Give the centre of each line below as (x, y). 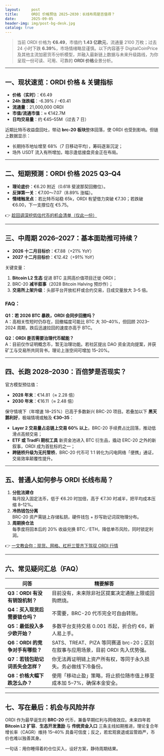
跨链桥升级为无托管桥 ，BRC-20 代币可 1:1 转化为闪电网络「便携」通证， (84, 452)
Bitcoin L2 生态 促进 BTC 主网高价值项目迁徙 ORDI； (65, 278)
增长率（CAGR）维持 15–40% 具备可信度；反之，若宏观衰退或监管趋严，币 (80, 732)
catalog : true (20, 28)
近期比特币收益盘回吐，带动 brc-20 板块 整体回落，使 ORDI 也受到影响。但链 (82, 130)
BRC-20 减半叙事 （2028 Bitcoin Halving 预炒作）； (62, 284)
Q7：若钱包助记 (26, 659)
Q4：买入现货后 (26, 610)
